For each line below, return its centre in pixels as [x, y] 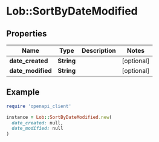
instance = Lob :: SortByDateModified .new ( [59, 117]
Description [99, 51]
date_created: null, [37, 123]
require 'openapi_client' [39, 106]
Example [23, 92]
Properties [27, 34]
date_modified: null [37, 129]
